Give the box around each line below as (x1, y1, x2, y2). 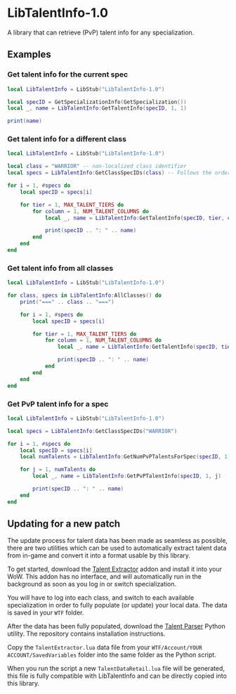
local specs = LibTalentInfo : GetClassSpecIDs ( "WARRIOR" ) (7, 428, 178, 435)
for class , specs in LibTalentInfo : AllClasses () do (7, 292, 162, 300)
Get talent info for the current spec (7, 70, 129, 79)
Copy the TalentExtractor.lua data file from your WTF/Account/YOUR (7, 643, 202, 652)
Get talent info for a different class (7, 134, 126, 144)
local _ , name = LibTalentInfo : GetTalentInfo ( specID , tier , (44, 214, 225, 221)
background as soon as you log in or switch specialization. (7, 580, 177, 589)
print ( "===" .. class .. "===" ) (20, 298, 114, 305)
